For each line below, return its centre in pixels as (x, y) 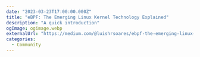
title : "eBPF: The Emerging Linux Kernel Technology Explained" (87, 17)
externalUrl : (22, 34)
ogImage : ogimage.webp (34, 28)
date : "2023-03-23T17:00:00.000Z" (49, 12)
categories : (21, 39)
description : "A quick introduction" (53, 23)
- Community (26, 45)
